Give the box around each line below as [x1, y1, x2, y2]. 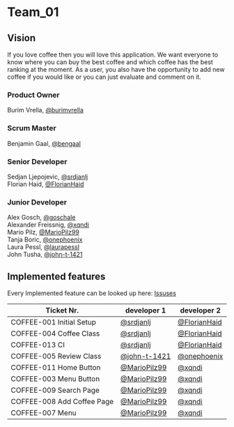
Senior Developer [7, 156, 68, 166]
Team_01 [7, 4, 59, 20]
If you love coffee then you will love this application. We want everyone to [7, 50, 219, 59]
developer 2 [180, 306, 221, 315]
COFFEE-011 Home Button [10, 363, 101, 372]
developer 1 [125, 306, 166, 315]
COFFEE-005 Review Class [10, 352, 102, 361]
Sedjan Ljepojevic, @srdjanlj [7, 172, 88, 181]
